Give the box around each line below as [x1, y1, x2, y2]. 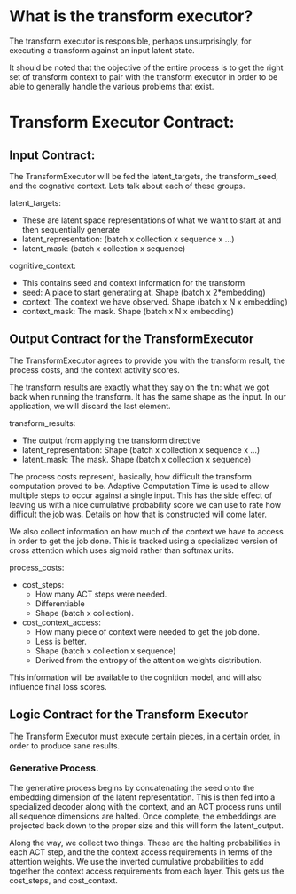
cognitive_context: [9, 260, 77, 271]
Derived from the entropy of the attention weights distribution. [35, 654, 262, 665]
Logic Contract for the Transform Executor [9, 708, 249, 723]
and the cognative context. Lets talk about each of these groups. [9, 180, 245, 191]
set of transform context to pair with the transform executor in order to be [9, 71, 278, 82]
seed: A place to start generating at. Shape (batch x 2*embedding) [21, 287, 266, 297]
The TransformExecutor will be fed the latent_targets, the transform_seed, [9, 170, 279, 181]
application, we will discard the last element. [9, 400, 171, 411]
